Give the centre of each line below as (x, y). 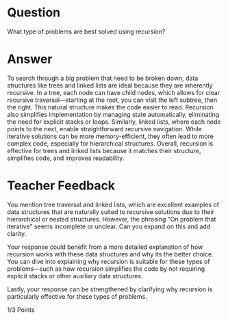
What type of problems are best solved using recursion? (86, 31)
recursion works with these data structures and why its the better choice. (110, 254)
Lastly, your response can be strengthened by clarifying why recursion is (110, 289)
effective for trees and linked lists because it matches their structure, (104, 150)
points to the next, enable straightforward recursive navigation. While (104, 129)
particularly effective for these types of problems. (77, 296)
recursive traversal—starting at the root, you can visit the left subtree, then (112, 100)
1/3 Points (21, 310)
